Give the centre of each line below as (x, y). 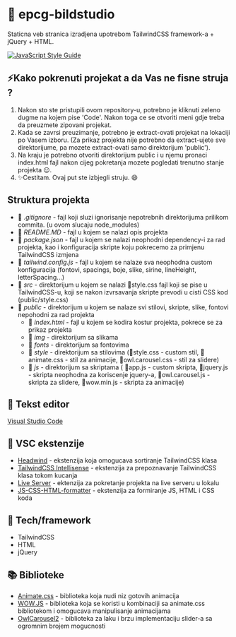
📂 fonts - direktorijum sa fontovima (78, 345)
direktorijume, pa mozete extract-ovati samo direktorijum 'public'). (114, 147)
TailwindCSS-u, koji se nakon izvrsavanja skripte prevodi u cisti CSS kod (123, 292)
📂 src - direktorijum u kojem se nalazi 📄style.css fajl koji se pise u (112, 285)
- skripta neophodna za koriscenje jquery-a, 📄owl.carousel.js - (119, 374)
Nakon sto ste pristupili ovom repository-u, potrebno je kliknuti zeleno (119, 109)
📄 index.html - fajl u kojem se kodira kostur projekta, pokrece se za (125, 322)
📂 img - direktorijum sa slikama (73, 337)
